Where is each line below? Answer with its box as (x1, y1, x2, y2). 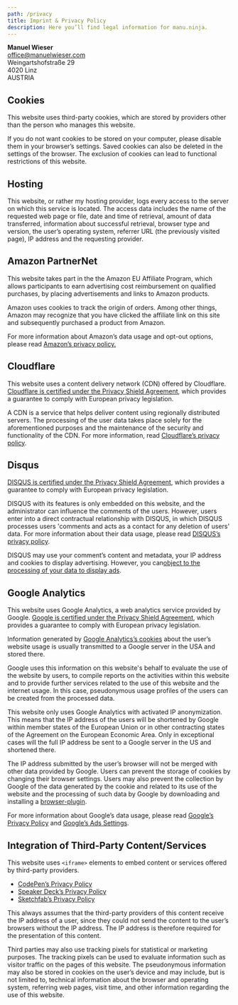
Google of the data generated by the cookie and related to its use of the (7, 782, 217, 791)
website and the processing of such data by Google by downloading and (7, 790, 220, 798)
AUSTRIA (7, 73, 35, 82)
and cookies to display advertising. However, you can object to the (7, 559, 200, 567)
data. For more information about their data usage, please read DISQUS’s (7, 530, 221, 538)
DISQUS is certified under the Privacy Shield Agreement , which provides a (7, 478, 225, 487)
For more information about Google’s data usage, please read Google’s (7, 811, 215, 820)
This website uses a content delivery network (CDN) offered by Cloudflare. (7, 379, 227, 388)
